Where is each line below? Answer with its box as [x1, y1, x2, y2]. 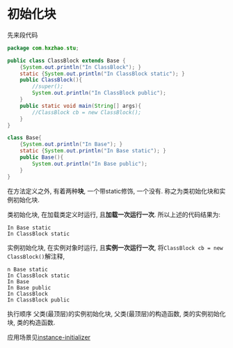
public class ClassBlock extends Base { [7, 57, 127, 64]
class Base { [7, 134, 42, 141]
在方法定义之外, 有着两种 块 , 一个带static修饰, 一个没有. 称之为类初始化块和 [7, 187, 220, 195]
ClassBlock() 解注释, [7, 252, 65, 260]
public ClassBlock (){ [19, 77, 82, 84]
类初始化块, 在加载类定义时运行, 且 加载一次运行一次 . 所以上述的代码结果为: [7, 210, 220, 219]
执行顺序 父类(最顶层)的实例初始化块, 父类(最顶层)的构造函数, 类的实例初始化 [7, 309, 226, 317]
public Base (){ [19, 154, 64, 161]
